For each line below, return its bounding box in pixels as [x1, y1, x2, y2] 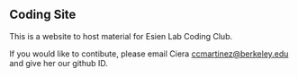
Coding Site [9, 7, 77, 22]
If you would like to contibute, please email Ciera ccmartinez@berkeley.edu [9, 48, 289, 59]
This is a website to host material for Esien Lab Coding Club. [9, 30, 232, 41]
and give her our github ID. [9, 57, 108, 68]
